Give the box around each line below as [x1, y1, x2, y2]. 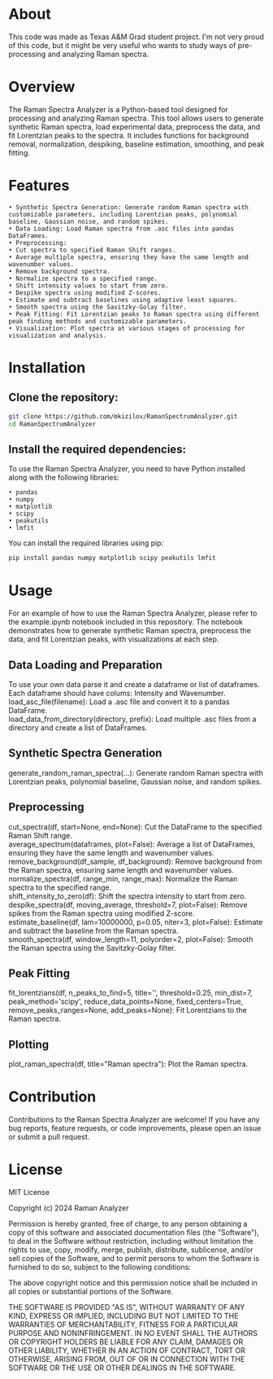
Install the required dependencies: [8, 442, 187, 456]
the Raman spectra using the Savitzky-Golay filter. [8, 943, 176, 952]
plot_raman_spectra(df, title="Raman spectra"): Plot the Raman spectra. [8, 1059, 249, 1069]
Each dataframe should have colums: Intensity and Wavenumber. [8, 689, 226, 698]
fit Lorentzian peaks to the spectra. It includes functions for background [8, 130, 249, 140]
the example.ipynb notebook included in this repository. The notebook [8, 617, 244, 627]
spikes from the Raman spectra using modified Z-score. [8, 908, 195, 918]
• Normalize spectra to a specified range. [8, 274, 158, 282]
